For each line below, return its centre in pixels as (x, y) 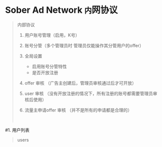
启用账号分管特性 (49, 66)
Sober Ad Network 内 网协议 (61, 10)
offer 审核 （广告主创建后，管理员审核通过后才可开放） (81, 83)
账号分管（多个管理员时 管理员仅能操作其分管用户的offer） (84, 45)
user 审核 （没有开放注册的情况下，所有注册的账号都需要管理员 (89, 93)
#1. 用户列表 (17, 130)
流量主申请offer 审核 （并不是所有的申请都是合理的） (78, 110)
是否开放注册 (45, 72)
